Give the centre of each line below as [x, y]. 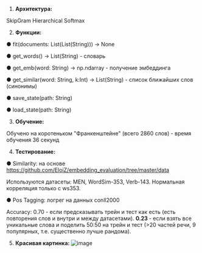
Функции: [28, 32]
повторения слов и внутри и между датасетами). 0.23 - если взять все [99, 218]
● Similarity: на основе [36, 163]
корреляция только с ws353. [44, 188]
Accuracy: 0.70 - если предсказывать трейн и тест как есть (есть [91, 212]
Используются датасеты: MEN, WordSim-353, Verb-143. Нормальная [96, 182]
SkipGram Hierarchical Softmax [46, 20]
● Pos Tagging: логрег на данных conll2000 [63, 200]
